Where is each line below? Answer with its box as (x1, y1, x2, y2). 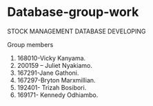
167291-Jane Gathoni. (17, 69, 79, 77)
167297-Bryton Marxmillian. (17, 76, 96, 84)
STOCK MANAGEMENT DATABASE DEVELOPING (7, 27, 146, 35)
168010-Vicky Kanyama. (17, 53, 86, 62)
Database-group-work (7, 4, 139, 20)
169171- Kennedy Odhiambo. (17, 91, 99, 99)
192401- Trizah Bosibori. (17, 83, 87, 91)
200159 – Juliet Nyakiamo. (17, 61, 93, 69)
